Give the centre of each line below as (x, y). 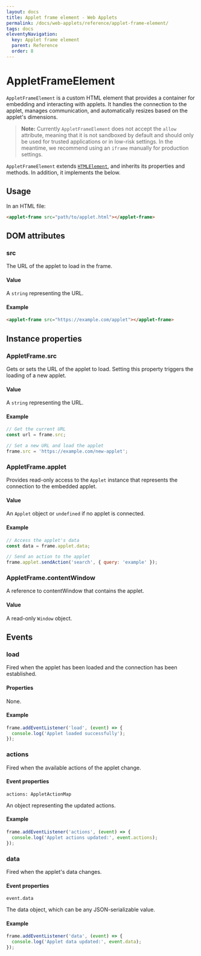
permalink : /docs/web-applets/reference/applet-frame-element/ (88, 23)
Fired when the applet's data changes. (54, 872)
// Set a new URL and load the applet (55, 446)
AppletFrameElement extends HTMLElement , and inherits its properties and (96, 166)
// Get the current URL (36, 429)
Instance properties (44, 339)
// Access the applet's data (43, 540)
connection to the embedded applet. (52, 486)
